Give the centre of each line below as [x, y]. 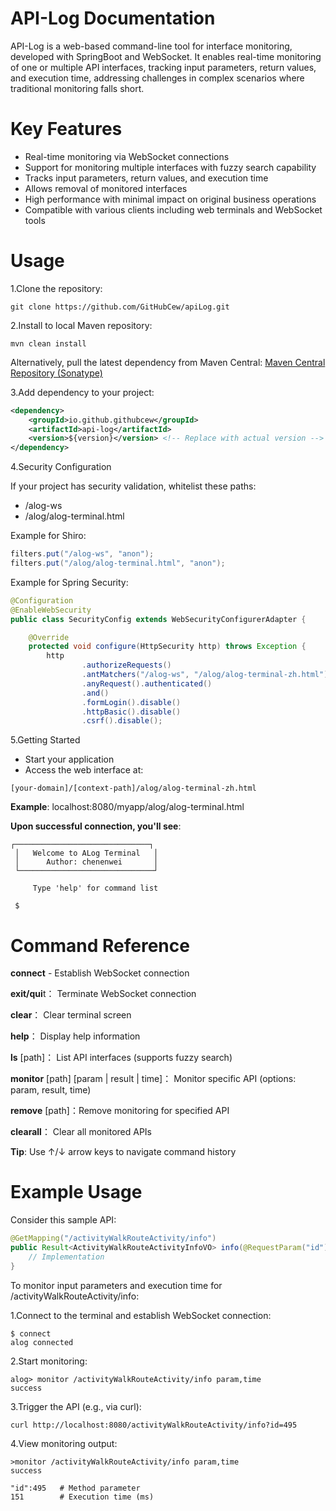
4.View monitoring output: [64, 1443]
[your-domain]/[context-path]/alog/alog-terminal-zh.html [133, 788]
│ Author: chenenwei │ [86, 862]
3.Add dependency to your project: [82, 392]
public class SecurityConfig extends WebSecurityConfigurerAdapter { [158, 619]
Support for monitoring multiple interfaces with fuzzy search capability [170, 167]
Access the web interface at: [84, 770]
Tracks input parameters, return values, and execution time [146, 178]
